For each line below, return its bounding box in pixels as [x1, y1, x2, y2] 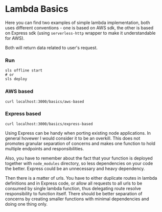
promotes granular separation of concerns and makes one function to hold [5, 141, 156, 146]
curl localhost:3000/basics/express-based [5, 121, 93, 126]
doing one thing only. [5, 201, 48, 207]
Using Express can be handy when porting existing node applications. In [5, 130, 151, 136]
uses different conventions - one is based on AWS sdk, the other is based [5, 24, 154, 30]
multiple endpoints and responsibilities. [5, 145, 84, 151]
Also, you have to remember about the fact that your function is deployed [5, 155, 153, 161]
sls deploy [5, 77, 27, 82]
